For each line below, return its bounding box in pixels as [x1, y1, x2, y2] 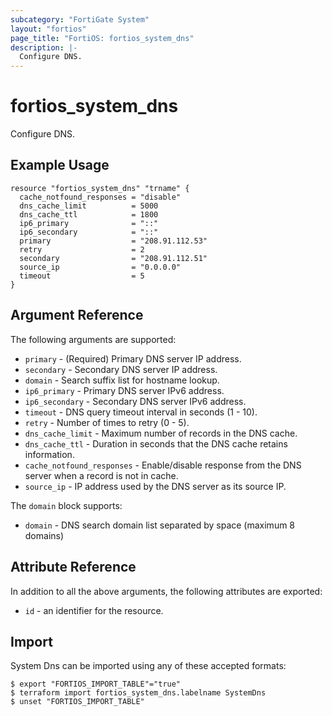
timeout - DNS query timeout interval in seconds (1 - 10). [24, 406, 258, 418]
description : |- [10, 42, 78, 53]
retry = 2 [19, 244, 145, 255]
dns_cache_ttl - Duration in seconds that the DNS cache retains [24, 437, 288, 450]
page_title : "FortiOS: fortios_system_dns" [10, 33, 195, 43]
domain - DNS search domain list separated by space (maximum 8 [24, 519, 296, 531]
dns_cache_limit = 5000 [19, 201, 159, 211]
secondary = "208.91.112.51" [19, 253, 208, 263]
